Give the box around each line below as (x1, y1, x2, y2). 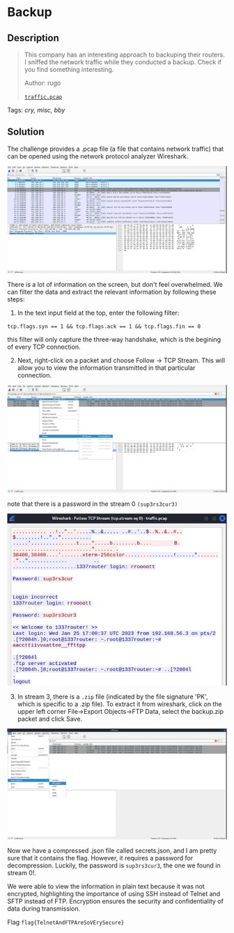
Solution (7, 126, 45, 138)
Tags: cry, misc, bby (7, 106, 65, 114)
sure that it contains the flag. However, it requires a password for (7, 853, 194, 862)
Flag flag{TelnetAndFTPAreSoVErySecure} (7, 918, 125, 926)
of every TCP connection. (7, 343, 81, 351)
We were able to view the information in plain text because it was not (7, 882, 205, 890)
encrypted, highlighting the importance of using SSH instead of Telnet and (7, 889, 221, 897)
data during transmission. (7, 904, 81, 913)
